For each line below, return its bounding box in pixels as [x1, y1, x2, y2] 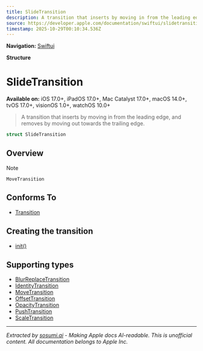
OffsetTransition [14, 295, 56, 303]
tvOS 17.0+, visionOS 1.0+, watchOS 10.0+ [6, 102, 111, 109]
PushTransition [14, 308, 53, 315]
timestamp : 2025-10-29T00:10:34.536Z [6, 25, 101, 32]
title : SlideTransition [6, 8, 66, 15]
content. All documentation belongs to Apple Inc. [6, 338, 128, 346]
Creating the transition [6, 226, 94, 237]
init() [14, 242, 27, 249]
